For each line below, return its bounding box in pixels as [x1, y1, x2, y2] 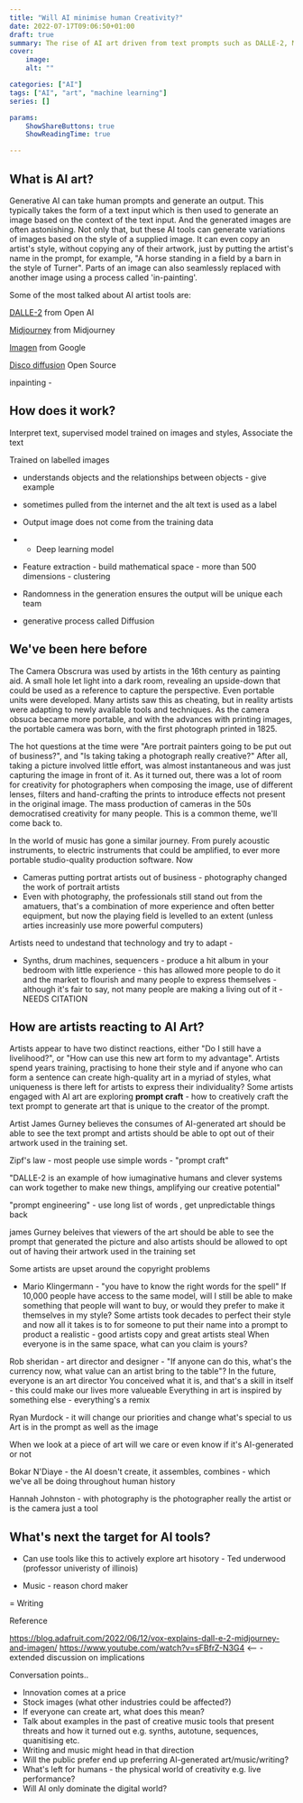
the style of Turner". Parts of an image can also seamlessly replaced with [9, 262, 281, 273]
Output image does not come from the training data [22, 516, 214, 527]
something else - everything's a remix [9, 1395, 151, 1405]
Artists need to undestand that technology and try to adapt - [9, 937, 234, 948]
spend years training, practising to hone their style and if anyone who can [9, 1063, 283, 1074]
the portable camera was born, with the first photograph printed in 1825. [9, 723, 278, 734]
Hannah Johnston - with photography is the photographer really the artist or [9, 1493, 291, 1505]
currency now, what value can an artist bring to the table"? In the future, [9, 1366, 277, 1376]
